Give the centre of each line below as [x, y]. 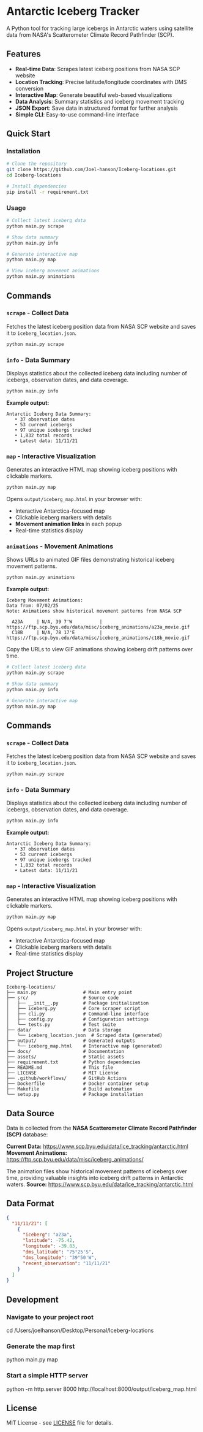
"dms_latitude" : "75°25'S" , [58, 1252]
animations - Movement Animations [60, 546]
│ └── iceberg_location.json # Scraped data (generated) [85, 1036]
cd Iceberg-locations [34, 175]
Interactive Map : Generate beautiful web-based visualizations [94, 95]
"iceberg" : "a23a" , [47, 1235]
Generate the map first [41, 1346]
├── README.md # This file [60, 1068]
